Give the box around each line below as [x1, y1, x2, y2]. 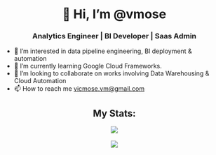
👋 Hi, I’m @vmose [62, 6, 167, 22]
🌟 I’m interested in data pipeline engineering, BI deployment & [13, 47, 192, 55]
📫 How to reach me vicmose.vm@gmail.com [13, 84, 145, 93]
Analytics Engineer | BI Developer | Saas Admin [32, 31, 197, 41]
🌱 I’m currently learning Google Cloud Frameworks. [13, 62, 163, 71]
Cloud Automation [13, 77, 67, 85]
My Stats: [93, 108, 136, 119]
